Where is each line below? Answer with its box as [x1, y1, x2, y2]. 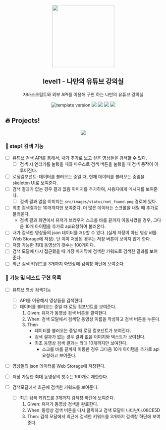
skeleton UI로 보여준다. [12, 180, 58, 186]
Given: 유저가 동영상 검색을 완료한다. [27, 401, 99, 407]
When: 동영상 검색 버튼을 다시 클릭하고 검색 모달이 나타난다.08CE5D [27, 407, 160, 413]
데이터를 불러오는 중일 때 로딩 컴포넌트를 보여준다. [19, 304, 116, 310]
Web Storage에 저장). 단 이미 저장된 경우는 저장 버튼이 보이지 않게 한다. [12, 236, 151, 242]
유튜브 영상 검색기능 [12, 287, 51, 293]
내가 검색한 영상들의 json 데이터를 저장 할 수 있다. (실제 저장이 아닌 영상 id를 [12, 229, 157, 236]
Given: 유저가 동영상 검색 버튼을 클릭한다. [27, 310, 108, 316]
